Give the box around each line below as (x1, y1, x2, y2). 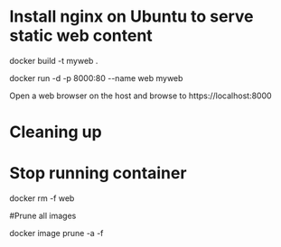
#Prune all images (9, 210, 77, 222)
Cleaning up (9, 122, 102, 142)
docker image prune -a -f (9, 228, 104, 239)
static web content (9, 25, 154, 46)
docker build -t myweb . (9, 55, 98, 66)
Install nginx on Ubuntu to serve (9, 6, 254, 27)
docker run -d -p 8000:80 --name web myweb (9, 72, 183, 83)
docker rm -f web (9, 193, 75, 204)
